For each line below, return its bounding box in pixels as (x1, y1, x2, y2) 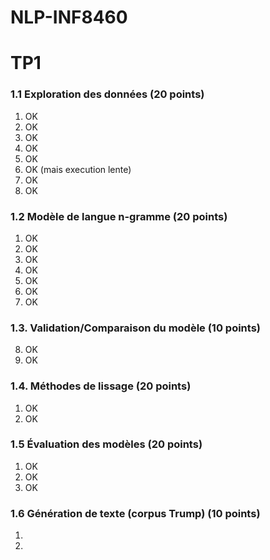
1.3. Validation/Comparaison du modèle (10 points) (10, 321, 261, 335)
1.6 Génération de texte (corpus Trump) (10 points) (10, 506, 261, 520)
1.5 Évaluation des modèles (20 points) (10, 437, 203, 451)
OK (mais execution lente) (24, 163, 132, 175)
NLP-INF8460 (10, 6, 128, 29)
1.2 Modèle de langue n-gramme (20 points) (10, 209, 228, 223)
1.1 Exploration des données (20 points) (10, 87, 205, 101)
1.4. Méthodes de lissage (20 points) (10, 379, 192, 393)
